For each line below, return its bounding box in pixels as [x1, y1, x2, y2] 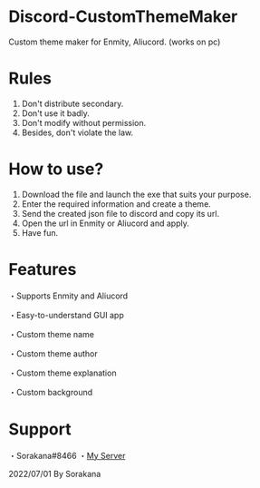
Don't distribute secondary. [21, 98, 124, 109]
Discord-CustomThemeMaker [8, 6, 238, 27]
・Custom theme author [8, 347, 98, 359]
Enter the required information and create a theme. [21, 198, 212, 210]
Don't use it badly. [21, 107, 90, 119]
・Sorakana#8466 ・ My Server [8, 450, 126, 461]
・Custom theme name [8, 328, 94, 339]
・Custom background [8, 386, 93, 397]
